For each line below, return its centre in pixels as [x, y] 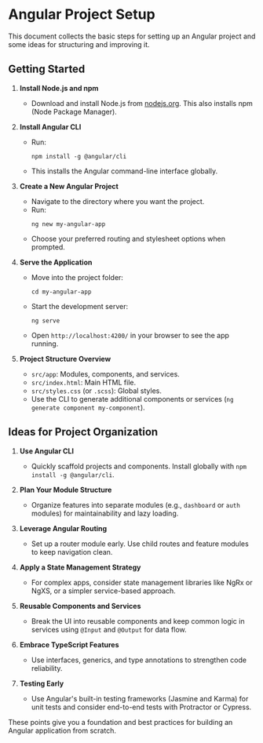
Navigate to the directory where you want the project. [118, 201]
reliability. [47, 668]
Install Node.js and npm [59, 88]
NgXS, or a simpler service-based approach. [104, 591]
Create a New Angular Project [69, 186]
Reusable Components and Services [80, 606]
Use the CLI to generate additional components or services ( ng [132, 399]
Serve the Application [56, 262]
